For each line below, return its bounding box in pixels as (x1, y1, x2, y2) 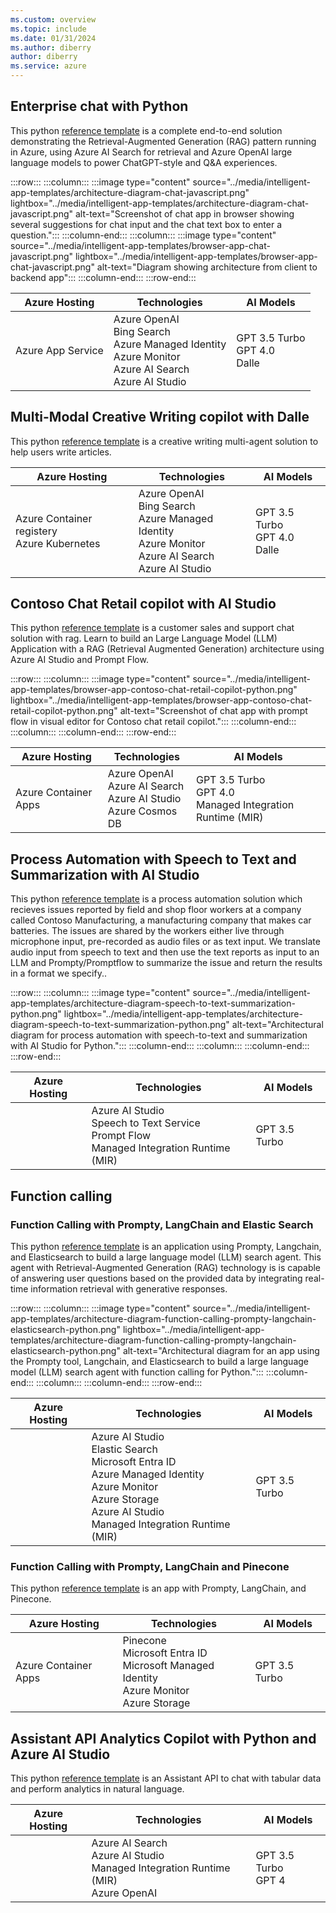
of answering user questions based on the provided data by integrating (10, 1272, 303, 1284)
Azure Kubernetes (15, 536, 101, 550)
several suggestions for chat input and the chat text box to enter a (10, 218, 283, 230)
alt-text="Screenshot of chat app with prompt (119, 705, 308, 717)
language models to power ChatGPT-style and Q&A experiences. (10, 156, 278, 168)
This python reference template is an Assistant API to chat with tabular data (10, 1772, 322, 1785)
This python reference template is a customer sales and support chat (10, 622, 295, 634)
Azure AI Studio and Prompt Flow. (10, 654, 149, 666)
